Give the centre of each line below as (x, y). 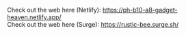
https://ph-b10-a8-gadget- (140, 10)
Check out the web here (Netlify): (54, 10)
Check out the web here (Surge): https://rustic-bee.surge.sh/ (93, 24)
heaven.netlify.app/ (34, 17)
